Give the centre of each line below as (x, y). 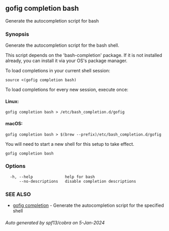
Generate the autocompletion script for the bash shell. (62, 45)
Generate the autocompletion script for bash (52, 21)
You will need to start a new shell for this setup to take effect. (70, 144)
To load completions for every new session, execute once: (67, 90)
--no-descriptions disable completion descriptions (78, 181)
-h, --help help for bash (52, 177)
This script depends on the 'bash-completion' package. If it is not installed (84, 55)
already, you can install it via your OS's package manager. (66, 61)
